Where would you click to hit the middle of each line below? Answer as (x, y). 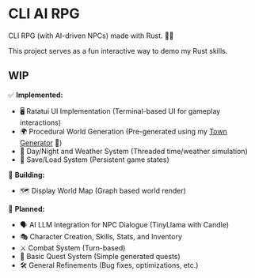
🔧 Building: (27, 175)
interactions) (40, 122)
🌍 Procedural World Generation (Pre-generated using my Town (123, 131)
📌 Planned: (27, 208)
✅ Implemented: (36, 95)
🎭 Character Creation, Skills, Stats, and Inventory (101, 236)
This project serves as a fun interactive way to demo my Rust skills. (118, 51)
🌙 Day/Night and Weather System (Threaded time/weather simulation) (133, 151)
